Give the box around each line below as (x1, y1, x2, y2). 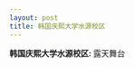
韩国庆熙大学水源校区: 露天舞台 (9, 47, 125, 59)
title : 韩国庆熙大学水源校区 (9, 22, 106, 31)
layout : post (9, 13, 59, 23)
